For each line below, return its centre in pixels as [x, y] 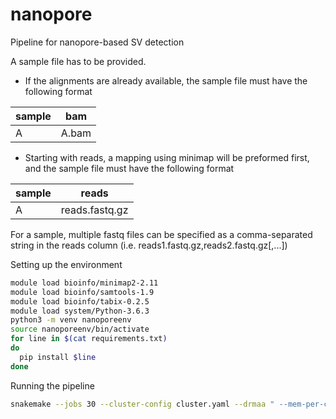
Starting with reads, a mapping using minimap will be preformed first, [167, 157]
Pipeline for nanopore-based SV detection [97, 42]
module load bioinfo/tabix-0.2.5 [80, 301]
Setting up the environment [66, 264]
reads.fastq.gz [94, 210]
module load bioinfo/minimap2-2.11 [84, 283]
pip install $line [58, 357]
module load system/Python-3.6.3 [80, 311]
